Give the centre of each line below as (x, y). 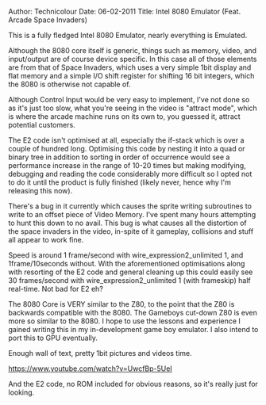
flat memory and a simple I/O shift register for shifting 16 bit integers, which (131, 76)
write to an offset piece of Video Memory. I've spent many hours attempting (132, 214)
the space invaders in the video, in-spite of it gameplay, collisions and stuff (131, 231)
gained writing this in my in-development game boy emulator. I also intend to (133, 329)
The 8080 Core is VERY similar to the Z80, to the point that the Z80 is (121, 304)
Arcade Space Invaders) (48, 20)
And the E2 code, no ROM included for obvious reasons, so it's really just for (133, 384)
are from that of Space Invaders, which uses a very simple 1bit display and (130, 67)
